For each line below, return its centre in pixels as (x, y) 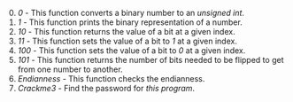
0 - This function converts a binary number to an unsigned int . (131, 13)
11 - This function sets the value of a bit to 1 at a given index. (127, 41)
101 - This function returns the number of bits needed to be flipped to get (150, 60)
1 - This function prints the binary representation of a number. (130, 22)
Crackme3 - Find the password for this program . (106, 88)
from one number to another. (70, 69)
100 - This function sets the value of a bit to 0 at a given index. (131, 51)
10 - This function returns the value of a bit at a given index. (127, 31)
